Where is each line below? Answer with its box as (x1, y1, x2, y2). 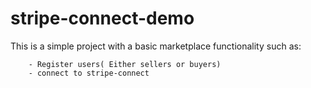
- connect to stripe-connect (28, 68, 150, 78)
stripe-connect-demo (10, 7, 195, 30)
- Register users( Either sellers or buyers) (28, 59, 222, 69)
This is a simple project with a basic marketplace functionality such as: (10, 40, 302, 52)
